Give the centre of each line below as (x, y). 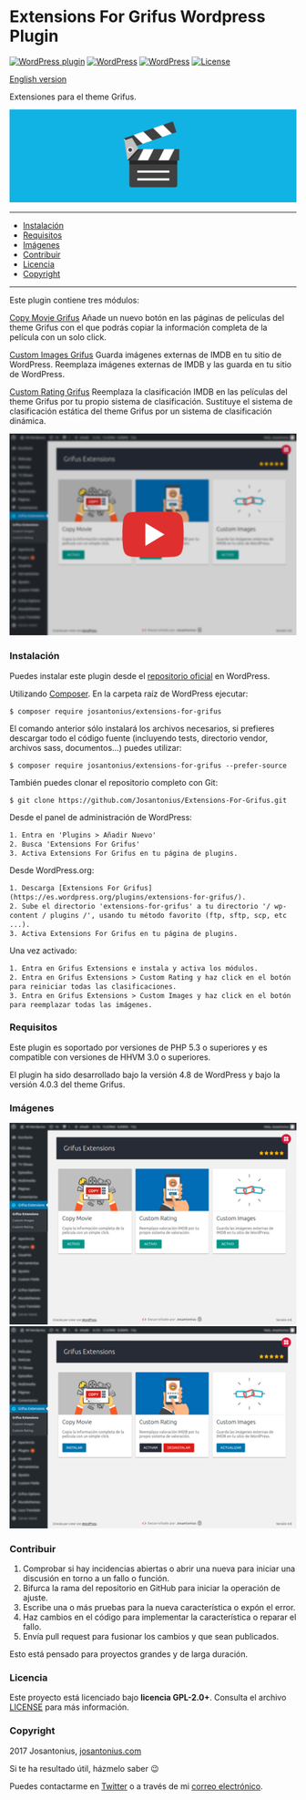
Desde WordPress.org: (52, 870)
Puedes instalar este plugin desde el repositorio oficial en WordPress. (140, 675)
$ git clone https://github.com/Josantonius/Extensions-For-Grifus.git (148, 800)
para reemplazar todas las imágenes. (81, 1004)
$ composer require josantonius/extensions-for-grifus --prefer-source (148, 766)
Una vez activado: (43, 951)
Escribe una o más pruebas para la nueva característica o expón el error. (159, 1608)
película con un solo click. (58, 337)
